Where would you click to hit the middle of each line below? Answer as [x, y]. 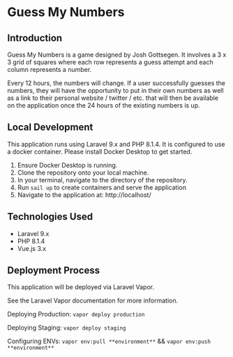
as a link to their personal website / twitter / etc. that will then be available [113, 98]
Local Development [50, 127]
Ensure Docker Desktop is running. [67, 165]
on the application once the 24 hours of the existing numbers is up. [104, 105]
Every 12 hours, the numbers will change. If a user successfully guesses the [116, 83]
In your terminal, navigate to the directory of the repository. [102, 180]
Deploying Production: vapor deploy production [76, 314]
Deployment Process [54, 271]
